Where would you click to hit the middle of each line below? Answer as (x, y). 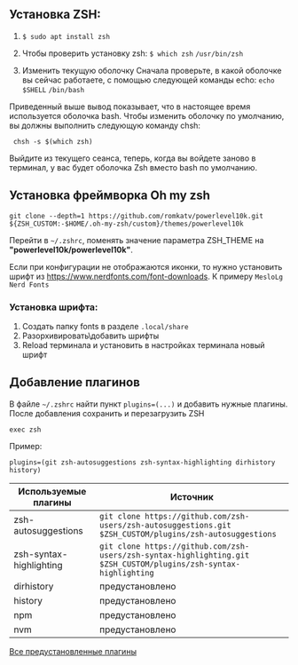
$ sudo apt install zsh (66, 36)
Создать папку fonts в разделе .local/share (105, 326)
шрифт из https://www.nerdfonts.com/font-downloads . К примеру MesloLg (146, 276)
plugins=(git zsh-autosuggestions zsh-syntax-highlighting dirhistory (142, 462)
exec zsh (25, 430)
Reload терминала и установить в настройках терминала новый (143, 344)
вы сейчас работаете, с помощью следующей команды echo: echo (148, 80)
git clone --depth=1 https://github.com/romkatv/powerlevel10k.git (137, 216)
